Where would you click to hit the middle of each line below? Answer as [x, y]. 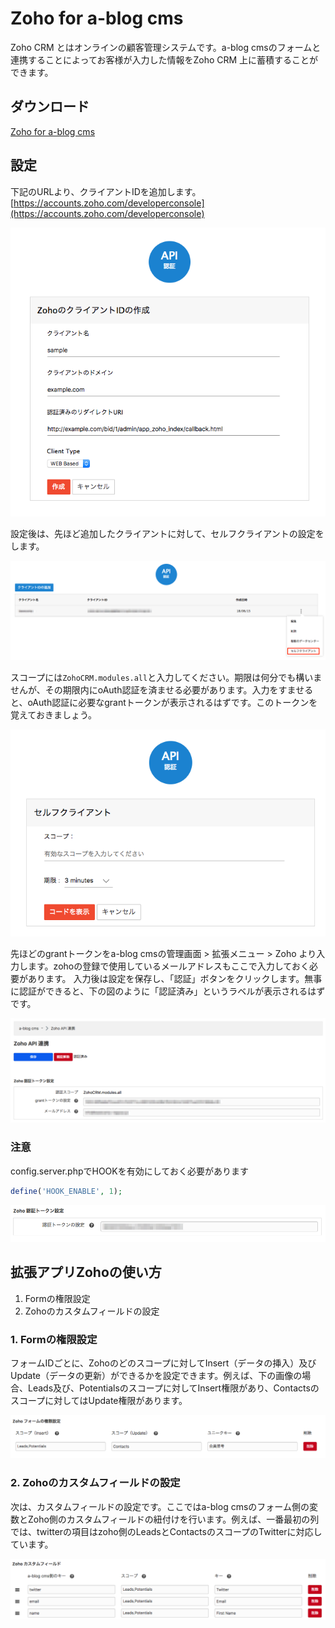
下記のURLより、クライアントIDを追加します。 [106, 191]
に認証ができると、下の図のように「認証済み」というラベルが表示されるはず [168, 991]
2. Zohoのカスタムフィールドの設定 [95, 1483]
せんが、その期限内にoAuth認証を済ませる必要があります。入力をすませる [162, 690]
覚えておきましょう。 [54, 715]
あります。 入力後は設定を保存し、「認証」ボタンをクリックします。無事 [175, 979]
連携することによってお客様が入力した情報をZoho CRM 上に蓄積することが [164, 59]
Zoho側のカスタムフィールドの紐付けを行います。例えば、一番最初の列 [173, 1519]
